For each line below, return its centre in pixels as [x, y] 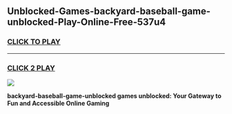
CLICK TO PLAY [34, 42]
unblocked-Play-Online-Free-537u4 [87, 22]
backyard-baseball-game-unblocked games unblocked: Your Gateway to [114, 95]
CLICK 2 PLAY [31, 68]
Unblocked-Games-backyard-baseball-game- [109, 11]
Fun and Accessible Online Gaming [58, 103]
